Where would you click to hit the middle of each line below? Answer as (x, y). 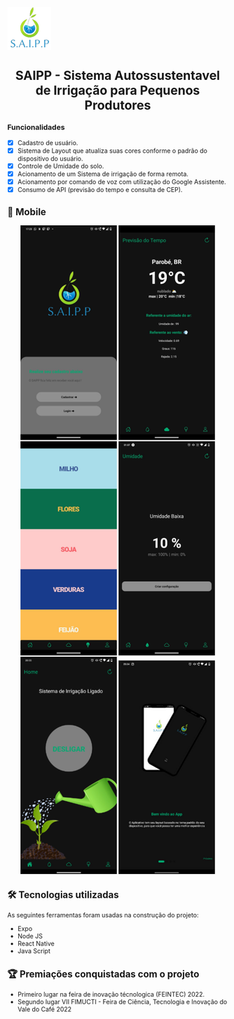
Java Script (34, 951)
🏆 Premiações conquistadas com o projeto (103, 974)
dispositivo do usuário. (50, 158)
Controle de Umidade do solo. (61, 166)
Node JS (30, 936)
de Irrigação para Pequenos (118, 91)
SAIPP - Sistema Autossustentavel (118, 76)
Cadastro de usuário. (48, 142)
